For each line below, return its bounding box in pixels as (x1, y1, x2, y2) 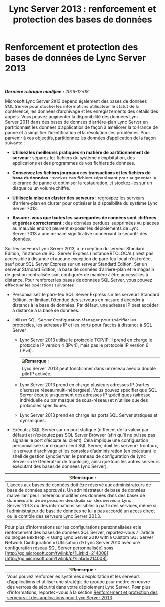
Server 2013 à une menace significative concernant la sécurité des (12, 230, 148, 236)
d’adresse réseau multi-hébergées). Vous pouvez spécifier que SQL (19, 387, 157, 393)
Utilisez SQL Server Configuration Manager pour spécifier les (12, 317, 137, 322)
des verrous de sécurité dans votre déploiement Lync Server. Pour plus (7, 584, 151, 590)
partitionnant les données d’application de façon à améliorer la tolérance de (5, 124, 158, 130)
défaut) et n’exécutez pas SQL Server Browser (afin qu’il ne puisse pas (12, 432, 156, 438)
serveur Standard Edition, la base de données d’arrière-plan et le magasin (5, 266, 155, 272)
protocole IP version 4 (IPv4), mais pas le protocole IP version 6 (19, 342, 149, 348)
